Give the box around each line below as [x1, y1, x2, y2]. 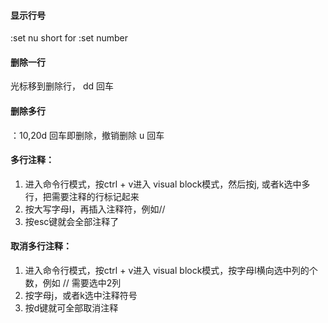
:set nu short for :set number [10, 32, 128, 44]
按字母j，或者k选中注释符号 [24, 290, 138, 302]
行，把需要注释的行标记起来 [24, 190, 140, 202]
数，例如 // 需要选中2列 [24, 277, 122, 289]
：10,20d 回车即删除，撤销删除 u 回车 [10, 129, 165, 141]
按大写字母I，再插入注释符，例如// [24, 203, 166, 215]
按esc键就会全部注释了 [24, 215, 120, 227]
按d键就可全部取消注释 [24, 302, 119, 314]
